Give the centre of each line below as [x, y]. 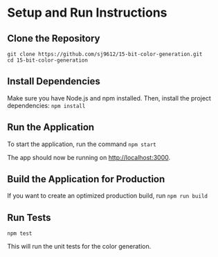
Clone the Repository [54, 38]
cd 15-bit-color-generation [48, 60]
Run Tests [29, 217]
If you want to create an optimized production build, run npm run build [108, 196]
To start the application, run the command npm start [82, 144]
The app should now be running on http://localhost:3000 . [89, 157]
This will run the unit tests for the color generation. [79, 247]
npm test [20, 233]
